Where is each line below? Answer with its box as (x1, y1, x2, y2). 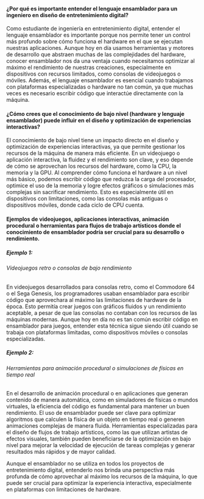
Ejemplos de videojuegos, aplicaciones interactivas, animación (6, 215, 169, 223)
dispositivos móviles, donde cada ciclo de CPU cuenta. (6, 201, 144, 209)
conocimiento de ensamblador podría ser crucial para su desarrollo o (6, 229, 185, 235)
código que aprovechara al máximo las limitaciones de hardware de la (6, 296, 181, 303)
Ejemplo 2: (6, 349, 34, 356)
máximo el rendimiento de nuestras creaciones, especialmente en (6, 64, 172, 71)
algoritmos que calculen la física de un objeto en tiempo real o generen (6, 415, 185, 423)
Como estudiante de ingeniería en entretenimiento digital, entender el (6, 25, 181, 32)
